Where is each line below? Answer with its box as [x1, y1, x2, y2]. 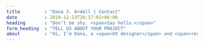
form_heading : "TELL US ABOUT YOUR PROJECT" [6, 25, 126, 32]
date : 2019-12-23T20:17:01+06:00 [6, 14, 118, 20]
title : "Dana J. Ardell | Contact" [6, 8, 121, 15]
